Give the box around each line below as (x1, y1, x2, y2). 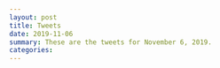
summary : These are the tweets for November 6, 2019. (9, 37, 213, 47)
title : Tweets (9, 21, 62, 30)
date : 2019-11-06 (9, 29, 74, 38)
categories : (9, 46, 53, 55)
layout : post (9, 12, 58, 22)
